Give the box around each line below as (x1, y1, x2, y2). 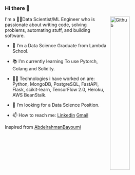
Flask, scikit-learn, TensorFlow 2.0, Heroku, (12, 87, 105, 93)
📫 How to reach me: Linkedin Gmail (12, 112, 88, 119)
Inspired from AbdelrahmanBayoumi (5, 124, 81, 130)
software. (5, 33, 25, 39)
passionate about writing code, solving (5, 22, 87, 28)
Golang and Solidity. (12, 66, 55, 72)
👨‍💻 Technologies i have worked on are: (12, 75, 95, 82)
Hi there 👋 (5, 5, 30, 12)
